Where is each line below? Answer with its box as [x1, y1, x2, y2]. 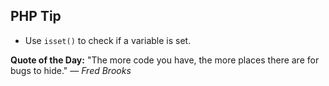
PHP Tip [10, 8, 62, 25]
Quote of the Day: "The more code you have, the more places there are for [10, 54, 320, 66]
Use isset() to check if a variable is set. [24, 34, 192, 46]
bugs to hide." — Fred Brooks [10, 64, 132, 76]
